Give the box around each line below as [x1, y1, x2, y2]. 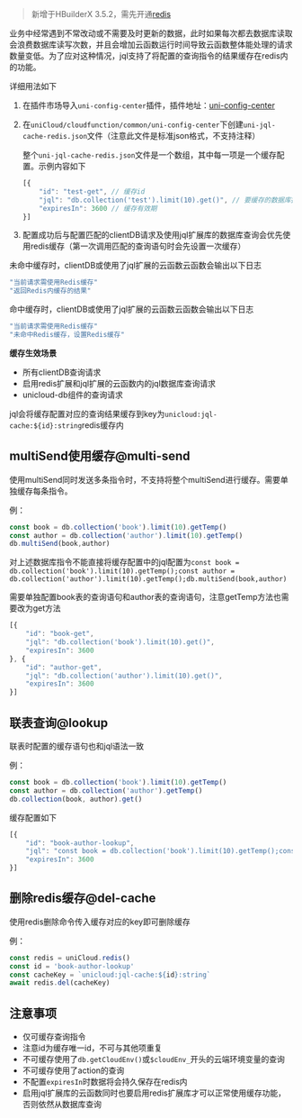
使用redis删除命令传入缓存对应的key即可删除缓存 [9, 916, 191, 927]
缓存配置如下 [9, 812, 57, 823]
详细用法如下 [9, 81, 57, 91]
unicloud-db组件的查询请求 [22, 389, 123, 400]
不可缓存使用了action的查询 [22, 1065, 125, 1076]
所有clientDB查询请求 [22, 367, 102, 377]
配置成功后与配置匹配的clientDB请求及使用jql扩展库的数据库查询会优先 [22, 230, 283, 241]
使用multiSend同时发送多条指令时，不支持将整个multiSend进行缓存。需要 [9, 474, 281, 485]
